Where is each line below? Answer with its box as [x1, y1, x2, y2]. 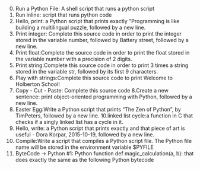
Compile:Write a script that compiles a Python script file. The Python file [15, 138, 192, 144]
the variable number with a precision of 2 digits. [15, 56, 132, 62]
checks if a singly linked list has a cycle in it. [15, 119, 123, 125]
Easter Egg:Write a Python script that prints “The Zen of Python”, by [15, 106, 182, 113]
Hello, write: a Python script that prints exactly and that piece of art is [15, 125, 185, 132]
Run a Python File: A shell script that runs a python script [15, 5, 155, 12]
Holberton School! [15, 81, 60, 88]
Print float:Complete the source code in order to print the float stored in [15, 49, 190, 56]
